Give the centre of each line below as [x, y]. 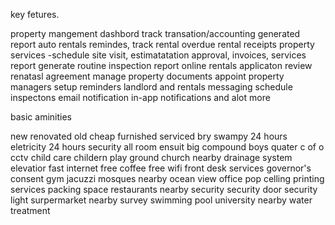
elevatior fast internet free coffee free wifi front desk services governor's [161, 168]
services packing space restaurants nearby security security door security [164, 189]
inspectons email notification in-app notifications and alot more [140, 97]
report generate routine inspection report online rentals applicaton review [161, 65]
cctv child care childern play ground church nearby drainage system [151, 157]
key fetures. [35, 14]
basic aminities [41, 117]
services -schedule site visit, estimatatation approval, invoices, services [158, 55]
